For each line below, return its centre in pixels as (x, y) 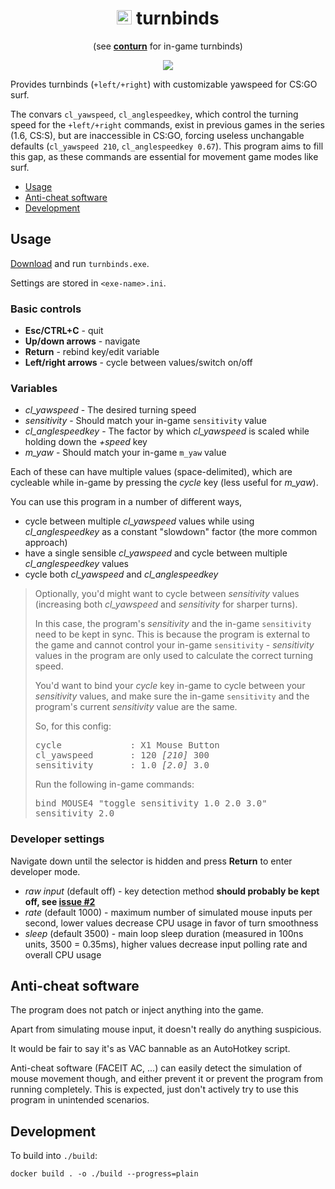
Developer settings (57, 839)
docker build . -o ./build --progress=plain (104, 1174)
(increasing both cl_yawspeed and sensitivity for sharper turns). (166, 604)
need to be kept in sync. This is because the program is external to (172, 634)
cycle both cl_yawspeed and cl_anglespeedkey (121, 574)
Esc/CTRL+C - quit (64, 331)
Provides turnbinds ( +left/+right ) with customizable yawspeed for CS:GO (164, 84)
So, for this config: (73, 726)
